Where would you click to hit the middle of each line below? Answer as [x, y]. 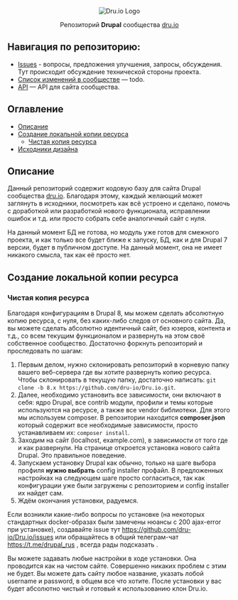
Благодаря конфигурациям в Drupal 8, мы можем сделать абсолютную [115, 314]
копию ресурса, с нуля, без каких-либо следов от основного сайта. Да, [117, 321]
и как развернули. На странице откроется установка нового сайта [119, 448]
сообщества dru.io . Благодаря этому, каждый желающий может [105, 196]
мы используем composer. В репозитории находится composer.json [121, 418]
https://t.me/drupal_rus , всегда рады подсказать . [83, 545]
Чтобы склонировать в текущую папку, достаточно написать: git [117, 380]
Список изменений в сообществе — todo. [81, 79]
